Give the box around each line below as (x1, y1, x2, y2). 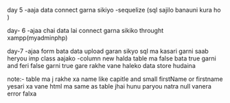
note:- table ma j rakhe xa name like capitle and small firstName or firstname (7, 75, 223, 83)
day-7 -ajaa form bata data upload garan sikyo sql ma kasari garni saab (7, 47, 209, 55)
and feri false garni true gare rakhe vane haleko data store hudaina (7, 62, 196, 69)
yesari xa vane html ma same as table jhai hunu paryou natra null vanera (7, 82, 211, 90)
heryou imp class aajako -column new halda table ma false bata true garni (7, 54, 216, 62)
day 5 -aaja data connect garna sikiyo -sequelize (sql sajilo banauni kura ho (7, 6, 221, 14)
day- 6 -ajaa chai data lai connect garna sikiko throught (7, 27, 164, 34)
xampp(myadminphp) (7, 34, 68, 42)
